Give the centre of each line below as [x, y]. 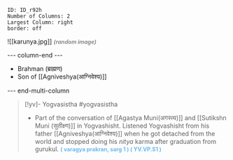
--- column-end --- [35, 55]
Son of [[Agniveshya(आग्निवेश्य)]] [62, 76]
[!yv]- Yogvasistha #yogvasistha [71, 104]
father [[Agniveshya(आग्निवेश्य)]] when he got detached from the [125, 134]
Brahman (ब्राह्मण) [40, 69]
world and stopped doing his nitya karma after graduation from [126, 141]
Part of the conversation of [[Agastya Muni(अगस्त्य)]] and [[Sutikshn [131, 118]
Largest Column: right [40, 22]
